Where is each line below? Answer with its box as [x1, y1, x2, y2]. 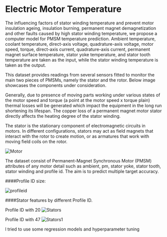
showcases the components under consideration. [5, 82, 107, 88]
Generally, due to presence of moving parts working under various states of [5, 92, 161, 98]
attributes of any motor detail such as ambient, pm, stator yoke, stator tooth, [5, 163, 161, 169]
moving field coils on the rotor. [5, 138, 68, 145]
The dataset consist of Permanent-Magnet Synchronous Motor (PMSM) [5, 158, 152, 163]
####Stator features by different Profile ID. [5, 197, 93, 203]
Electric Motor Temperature [5, 3, 122, 15]
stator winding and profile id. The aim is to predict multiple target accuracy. [5, 168, 159, 174]
